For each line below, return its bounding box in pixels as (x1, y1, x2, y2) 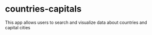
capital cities (5, 24, 31, 30)
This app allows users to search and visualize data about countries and (5, 19, 147, 25)
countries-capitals (5, 3, 82, 15)
